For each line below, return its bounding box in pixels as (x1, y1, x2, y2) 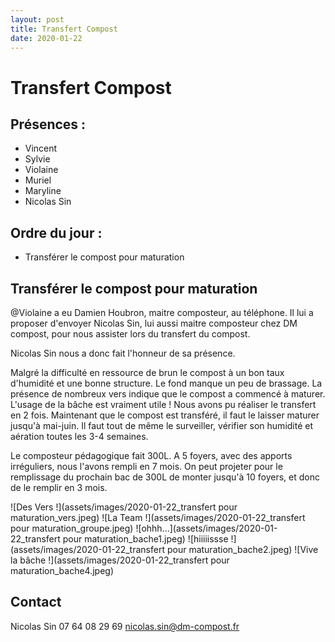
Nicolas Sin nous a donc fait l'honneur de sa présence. (10, 347, 236, 359)
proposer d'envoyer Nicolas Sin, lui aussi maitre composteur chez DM (10, 317, 298, 329)
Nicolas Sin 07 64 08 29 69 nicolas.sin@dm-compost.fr (10, 620, 240, 632)
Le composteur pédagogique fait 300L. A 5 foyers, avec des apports (10, 450, 293, 461)
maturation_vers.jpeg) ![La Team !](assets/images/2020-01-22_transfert (10, 512, 306, 523)
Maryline (24, 185, 62, 197)
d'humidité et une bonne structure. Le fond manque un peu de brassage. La (10, 377, 323, 389)
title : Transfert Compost (10, 24, 118, 34)
